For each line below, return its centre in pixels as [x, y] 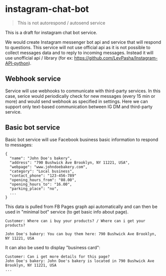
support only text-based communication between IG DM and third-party [79, 106]
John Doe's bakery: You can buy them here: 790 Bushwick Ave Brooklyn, [81, 234]
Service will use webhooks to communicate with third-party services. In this [83, 91]
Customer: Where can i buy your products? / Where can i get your [75, 221]
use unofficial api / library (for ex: [39, 58]
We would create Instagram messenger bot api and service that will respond [83, 42]
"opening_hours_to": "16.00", [41, 184]
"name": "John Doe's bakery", [41, 158]
